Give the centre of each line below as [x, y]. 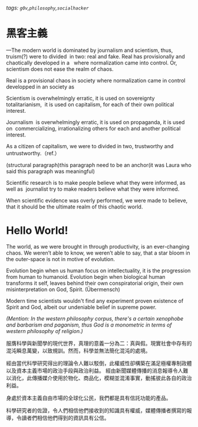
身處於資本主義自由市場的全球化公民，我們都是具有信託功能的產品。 [89, 398]
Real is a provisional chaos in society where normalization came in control [96, 80]
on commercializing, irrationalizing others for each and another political [93, 128]
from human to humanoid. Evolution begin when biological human [86, 277]
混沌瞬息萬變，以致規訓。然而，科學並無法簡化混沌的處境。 [78, 351]
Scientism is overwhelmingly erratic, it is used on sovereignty [80, 98]
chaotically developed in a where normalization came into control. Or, [92, 63]
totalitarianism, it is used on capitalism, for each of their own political [90, 104]
